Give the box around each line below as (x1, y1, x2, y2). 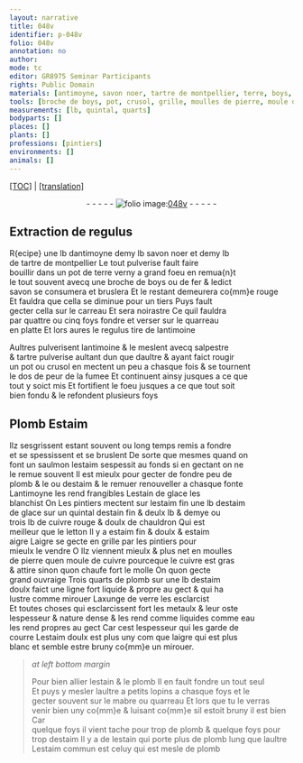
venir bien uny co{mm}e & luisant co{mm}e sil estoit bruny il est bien (31, 705, 287, 716)
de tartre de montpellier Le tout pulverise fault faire (9, 258, 199, 269)
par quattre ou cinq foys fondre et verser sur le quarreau (9, 315, 219, 326)
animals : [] (9, 155, 54, 165)
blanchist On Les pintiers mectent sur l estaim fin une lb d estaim (9, 498, 246, 509)
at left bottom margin (31, 659, 111, 670)
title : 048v (9, 22, 54, 31)
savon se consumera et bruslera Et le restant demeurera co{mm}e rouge (9, 286, 279, 298)
